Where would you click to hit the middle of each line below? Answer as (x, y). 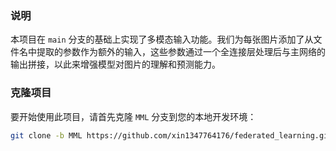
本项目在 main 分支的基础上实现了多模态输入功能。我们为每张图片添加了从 (162, 39)
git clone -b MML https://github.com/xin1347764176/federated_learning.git (171, 135)
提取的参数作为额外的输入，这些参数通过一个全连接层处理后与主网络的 (181, 52)
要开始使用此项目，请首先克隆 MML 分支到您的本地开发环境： (133, 116)
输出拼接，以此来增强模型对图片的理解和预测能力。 (115, 64)
